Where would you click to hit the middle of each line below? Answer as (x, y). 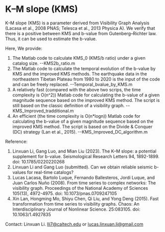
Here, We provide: (24, 48)
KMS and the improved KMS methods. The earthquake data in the (80, 74)
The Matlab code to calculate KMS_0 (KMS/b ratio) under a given (79, 58)
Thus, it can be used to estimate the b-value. (51, 39)
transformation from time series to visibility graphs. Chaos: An (76, 204)
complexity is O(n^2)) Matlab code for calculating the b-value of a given (86, 95)
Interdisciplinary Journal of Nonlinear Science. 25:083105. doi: (76, 209)
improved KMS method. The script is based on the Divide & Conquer (82, 126)
